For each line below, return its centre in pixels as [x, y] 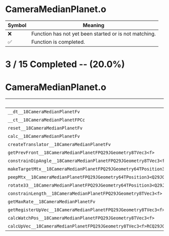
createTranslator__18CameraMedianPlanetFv [59, 145]
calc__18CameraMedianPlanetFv [44, 136]
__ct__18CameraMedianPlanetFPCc [47, 120]
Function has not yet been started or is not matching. [93, 34]
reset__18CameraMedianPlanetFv [45, 128]
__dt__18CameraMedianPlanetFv [44, 112]
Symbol [17, 25]
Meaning [94, 25]
